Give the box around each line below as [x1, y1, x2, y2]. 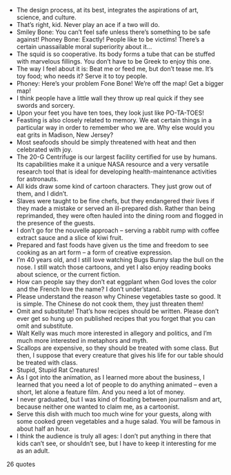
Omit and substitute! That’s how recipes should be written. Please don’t [16, 307, 219, 315]
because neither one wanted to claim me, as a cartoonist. [16, 402, 180, 411]
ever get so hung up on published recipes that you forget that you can [16, 315, 216, 322]
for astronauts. [16, 175, 59, 183]
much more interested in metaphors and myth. [16, 337, 149, 344]
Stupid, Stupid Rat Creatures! [16, 366, 99, 374]
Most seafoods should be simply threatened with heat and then [16, 138, 197, 146]
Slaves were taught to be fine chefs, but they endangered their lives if [16, 197, 215, 205]
